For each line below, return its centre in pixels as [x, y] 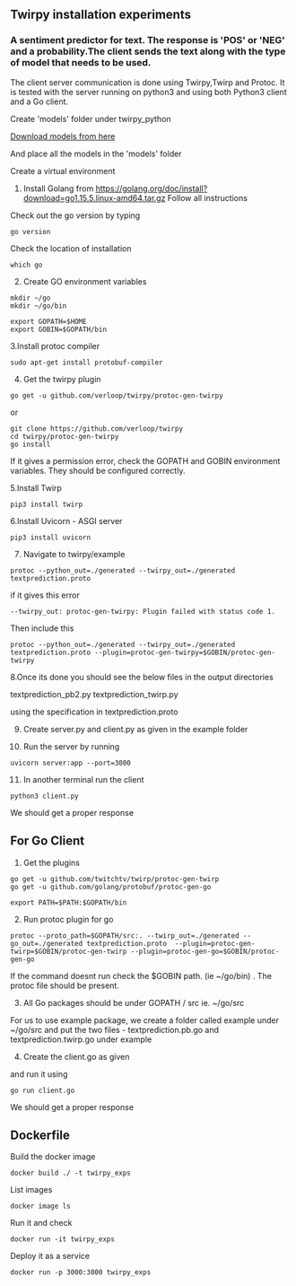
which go [26, 265]
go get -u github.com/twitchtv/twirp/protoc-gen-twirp [115, 879]
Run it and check [41, 1223]
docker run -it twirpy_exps [63, 1239]
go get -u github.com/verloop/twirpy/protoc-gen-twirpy [117, 395]
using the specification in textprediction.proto [94, 712]
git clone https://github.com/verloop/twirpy [96, 429]
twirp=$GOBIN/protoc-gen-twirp [69, 951]
